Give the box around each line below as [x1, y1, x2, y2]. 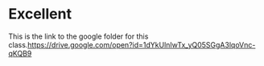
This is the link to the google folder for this [8, 31, 149, 41]
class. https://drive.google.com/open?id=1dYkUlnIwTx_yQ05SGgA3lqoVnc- [8, 39, 256, 49]
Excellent [8, 5, 72, 23]
